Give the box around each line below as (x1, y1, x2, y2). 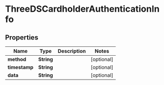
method (7, 56, 26, 63)
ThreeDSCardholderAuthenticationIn (5, 3, 160, 15)
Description (57, 48, 86, 54)
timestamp (7, 64, 34, 70)
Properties (5, 33, 39, 42)
